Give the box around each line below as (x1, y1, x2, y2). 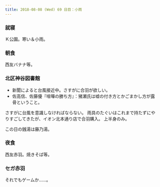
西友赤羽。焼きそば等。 (5, 151, 52, 157)
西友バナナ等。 (5, 62, 35, 67)
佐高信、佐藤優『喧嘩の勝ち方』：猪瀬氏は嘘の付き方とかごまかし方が (12, 93, 151, 99)
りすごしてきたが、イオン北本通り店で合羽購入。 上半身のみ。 (5, 116, 130, 122)
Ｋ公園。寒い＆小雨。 (5, 36, 48, 42)
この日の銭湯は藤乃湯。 (5, 126, 52, 132)
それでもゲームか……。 (5, 177, 51, 183)
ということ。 (16, 99, 42, 105)
